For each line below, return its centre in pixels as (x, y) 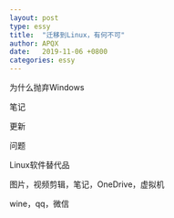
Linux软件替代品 (40, 165)
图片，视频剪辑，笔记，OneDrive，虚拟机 (87, 184)
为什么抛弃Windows (47, 87)
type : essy (30, 26)
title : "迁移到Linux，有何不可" (67, 35)
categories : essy (42, 60)
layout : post (34, 18)
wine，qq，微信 (40, 203)
